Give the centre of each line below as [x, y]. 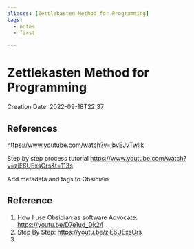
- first [24, 33]
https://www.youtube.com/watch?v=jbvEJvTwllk [76, 145]
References [32, 128]
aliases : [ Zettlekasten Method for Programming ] [78, 13]
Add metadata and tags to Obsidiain [58, 179]
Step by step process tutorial [48, 158]
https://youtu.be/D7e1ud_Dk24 [60, 224]
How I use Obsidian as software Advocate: [77, 217]
